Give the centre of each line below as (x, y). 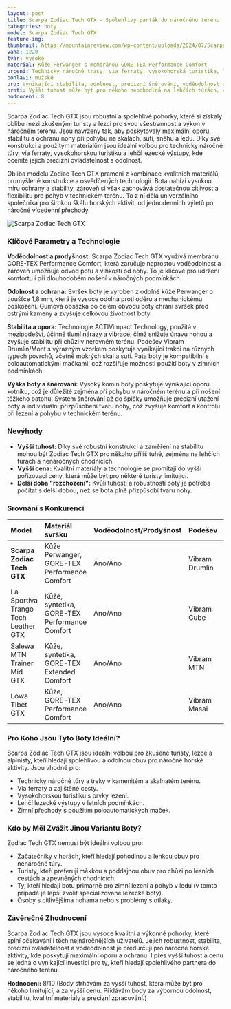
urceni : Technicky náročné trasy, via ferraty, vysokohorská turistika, (113, 71)
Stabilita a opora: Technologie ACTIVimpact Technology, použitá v (102, 327)
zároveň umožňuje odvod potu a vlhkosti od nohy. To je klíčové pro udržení (113, 271)
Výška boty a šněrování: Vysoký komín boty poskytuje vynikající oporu (108, 384)
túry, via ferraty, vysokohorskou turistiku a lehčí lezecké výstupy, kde (105, 153)
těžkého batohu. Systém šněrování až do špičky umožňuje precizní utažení (113, 399)
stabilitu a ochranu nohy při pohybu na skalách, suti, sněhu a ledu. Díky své (114, 138)
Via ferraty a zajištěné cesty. (57, 789)
